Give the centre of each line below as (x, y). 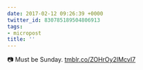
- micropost (24, 33)
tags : (15, 26)
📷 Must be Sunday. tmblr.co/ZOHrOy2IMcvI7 (71, 60)
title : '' (21, 40)
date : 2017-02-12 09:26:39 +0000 (55, 14)
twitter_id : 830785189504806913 (54, 20)
